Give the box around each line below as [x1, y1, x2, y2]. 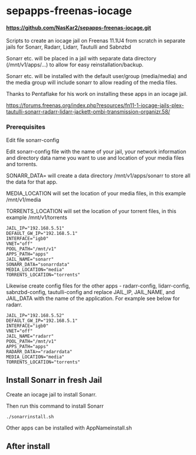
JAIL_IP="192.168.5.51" [6, 225, 65, 231]
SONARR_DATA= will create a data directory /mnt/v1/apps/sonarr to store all [6, 172, 191, 179]
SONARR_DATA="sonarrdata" [6, 262, 70, 267]
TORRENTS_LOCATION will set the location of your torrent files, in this [6, 207, 177, 214]
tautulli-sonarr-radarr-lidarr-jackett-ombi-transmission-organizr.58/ [6, 108, 170, 115]
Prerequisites [6, 123, 45, 131]
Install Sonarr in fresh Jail [6, 375, 102, 385]
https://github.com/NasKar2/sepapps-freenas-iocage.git [6, 24, 152, 31]
